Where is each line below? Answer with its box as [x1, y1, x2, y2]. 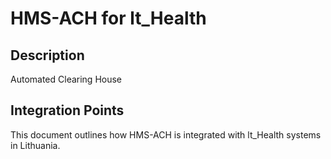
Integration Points [10, 102, 125, 119]
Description [10, 47, 85, 64]
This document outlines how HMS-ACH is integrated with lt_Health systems [10, 128, 322, 141]
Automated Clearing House [10, 73, 123, 85]
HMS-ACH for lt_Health [10, 7, 207, 30]
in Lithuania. [10, 139, 61, 151]
